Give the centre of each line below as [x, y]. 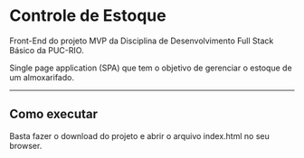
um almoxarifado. [42, 77]
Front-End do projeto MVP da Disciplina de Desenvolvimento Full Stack [142, 41]
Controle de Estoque [88, 16]
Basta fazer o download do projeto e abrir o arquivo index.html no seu [139, 135]
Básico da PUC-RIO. [47, 50]
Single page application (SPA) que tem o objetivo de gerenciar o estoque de [151, 68]
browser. [26, 145]
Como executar [53, 114]
